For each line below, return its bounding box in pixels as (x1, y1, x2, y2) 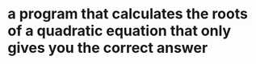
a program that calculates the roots (7, 5, 248, 23)
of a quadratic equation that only (7, 22, 232, 40)
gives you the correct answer (7, 39, 208, 57)
